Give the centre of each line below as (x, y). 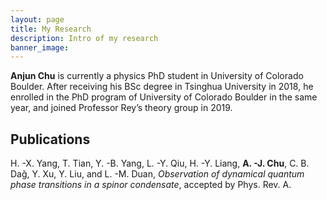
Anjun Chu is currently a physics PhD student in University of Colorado (157, 76)
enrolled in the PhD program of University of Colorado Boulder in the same (164, 97)
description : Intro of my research (84, 38)
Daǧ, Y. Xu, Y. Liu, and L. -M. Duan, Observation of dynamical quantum (157, 174)
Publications (50, 139)
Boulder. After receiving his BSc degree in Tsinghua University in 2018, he (162, 87)
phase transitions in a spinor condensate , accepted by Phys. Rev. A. (151, 185)
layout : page (37, 19)
